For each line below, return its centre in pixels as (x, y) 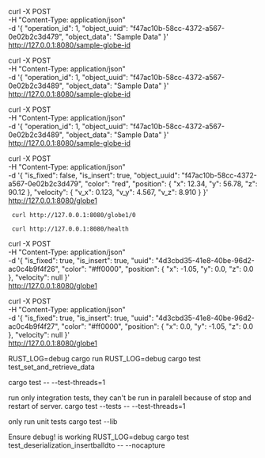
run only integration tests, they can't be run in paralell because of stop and (130, 398)
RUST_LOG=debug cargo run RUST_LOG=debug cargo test (105, 359)
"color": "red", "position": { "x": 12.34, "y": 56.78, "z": (171, 184)
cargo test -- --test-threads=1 (57, 382)
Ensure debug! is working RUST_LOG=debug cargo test (99, 437)
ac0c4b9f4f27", (34, 326)
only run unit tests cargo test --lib (63, 422)
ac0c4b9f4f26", (34, 269)
